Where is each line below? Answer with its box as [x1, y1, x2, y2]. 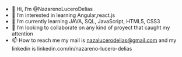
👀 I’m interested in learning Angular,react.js [11, 12, 116, 19]
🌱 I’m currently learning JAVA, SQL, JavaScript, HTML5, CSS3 [11, 18, 160, 24]
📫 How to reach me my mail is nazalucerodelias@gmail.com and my [11, 37, 177, 44]
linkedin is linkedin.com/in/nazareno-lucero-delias [11, 45, 132, 52]
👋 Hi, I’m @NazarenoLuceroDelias [11, 6, 93, 12]
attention [11, 30, 33, 37]
